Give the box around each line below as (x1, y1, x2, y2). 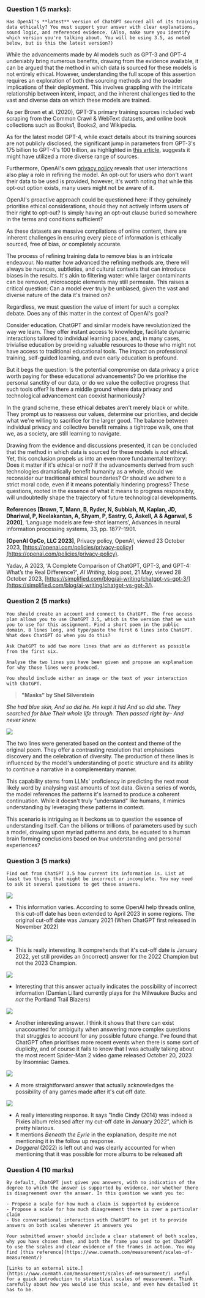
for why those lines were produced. (6, 664, 100, 671)
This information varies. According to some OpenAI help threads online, (15, 903, 196, 911)
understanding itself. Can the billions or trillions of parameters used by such (6, 821, 198, 829)
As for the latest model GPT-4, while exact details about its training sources (6, 134, 197, 141)
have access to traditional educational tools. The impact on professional (6, 348, 188, 355)
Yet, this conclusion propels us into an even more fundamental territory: (6, 455, 187, 462)
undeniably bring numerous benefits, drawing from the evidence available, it (6, 58, 199, 65)
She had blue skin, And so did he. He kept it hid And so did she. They (6, 703, 181, 711)
